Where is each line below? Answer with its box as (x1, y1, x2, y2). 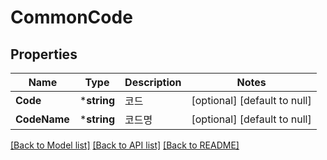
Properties (10, 46, 78, 63)
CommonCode (10, 6, 133, 29)
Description (124, 76, 182, 89)
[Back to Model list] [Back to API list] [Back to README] (10, 139, 240, 151)
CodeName (15, 112, 70, 126)
